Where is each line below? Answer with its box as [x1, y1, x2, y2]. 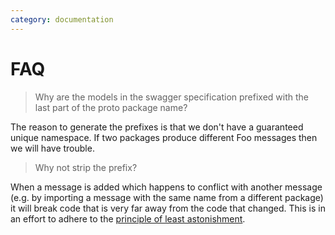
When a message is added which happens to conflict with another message [10, 181, 323, 193]
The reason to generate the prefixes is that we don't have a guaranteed [10, 121, 304, 133]
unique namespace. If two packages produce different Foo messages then [10, 131, 318, 143]
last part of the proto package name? [34, 101, 188, 113]
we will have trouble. [10, 142, 95, 154]
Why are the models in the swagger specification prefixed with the [34, 91, 310, 103]
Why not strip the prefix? [34, 161, 138, 173]
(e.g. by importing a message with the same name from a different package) [10, 191, 324, 203]
